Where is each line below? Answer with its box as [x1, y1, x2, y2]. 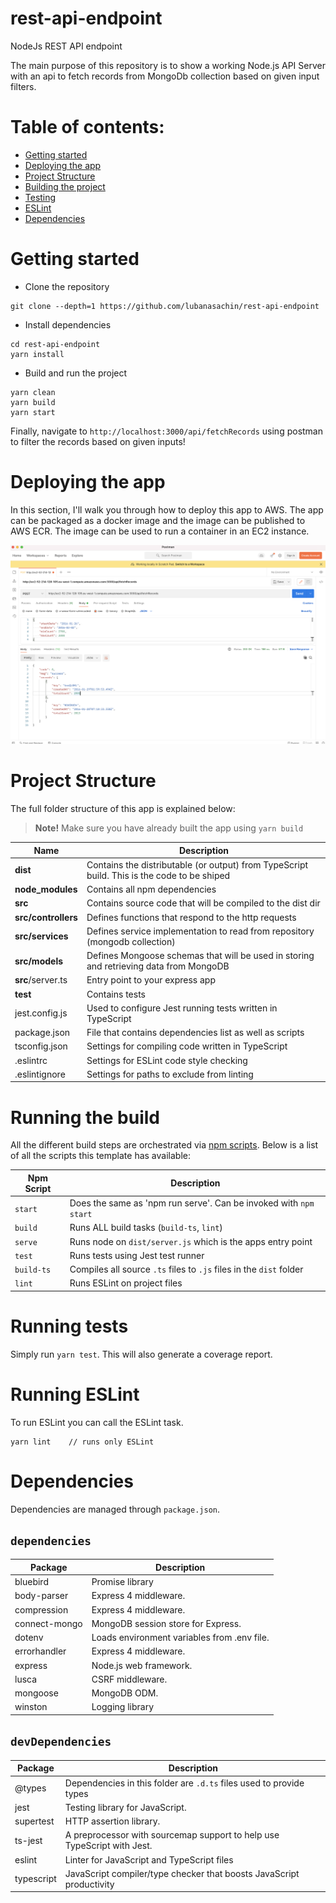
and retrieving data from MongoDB [86, 960, 230, 972]
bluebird [14, 1576, 49, 1588]
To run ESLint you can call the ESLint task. [10, 1416, 184, 1428]
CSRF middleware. [91, 1673, 168, 1685]
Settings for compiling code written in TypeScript [86, 1040, 288, 1052]
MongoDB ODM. [91, 1687, 159, 1699]
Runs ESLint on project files [69, 1277, 183, 1289]
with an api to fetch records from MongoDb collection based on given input [10, 70, 320, 82]
